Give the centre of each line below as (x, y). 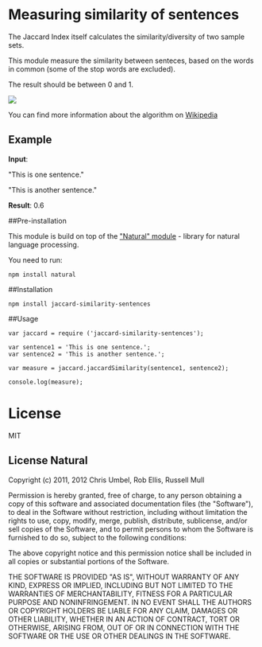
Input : (18, 159)
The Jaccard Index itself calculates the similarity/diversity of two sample (126, 37)
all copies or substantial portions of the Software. (89, 561)
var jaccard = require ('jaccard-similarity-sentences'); (106, 333)
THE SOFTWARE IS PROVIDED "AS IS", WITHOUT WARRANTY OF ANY (124, 577)
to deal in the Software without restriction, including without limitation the (128, 512)
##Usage (23, 318)
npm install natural (42, 275)
